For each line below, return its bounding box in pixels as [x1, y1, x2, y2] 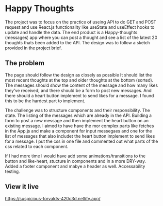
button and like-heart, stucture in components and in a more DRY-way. [5, 158, 147, 164]
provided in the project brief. [5, 45, 62, 51]
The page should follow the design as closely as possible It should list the [5, 72, 152, 78]
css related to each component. [5, 143, 69, 149]
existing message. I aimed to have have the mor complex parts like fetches [5, 123, 154, 129]
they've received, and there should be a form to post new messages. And [5, 87, 152, 93]
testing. [5, 169, 20, 174]
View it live [5, 183, 39, 191]
